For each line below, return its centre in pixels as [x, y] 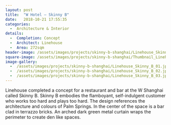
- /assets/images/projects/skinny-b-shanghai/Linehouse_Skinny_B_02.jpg [90, 71]
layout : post [19, 10]
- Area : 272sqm [27, 48]
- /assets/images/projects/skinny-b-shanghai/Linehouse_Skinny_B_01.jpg [90, 66]
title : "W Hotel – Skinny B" [37, 15]
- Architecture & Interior [40, 29]
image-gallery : [21, 62]
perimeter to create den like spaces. [43, 117]
